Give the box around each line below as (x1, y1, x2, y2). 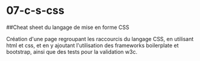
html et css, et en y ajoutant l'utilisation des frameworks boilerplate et (6, 42, 179, 49)
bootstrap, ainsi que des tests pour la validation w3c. (6, 48, 137, 55)
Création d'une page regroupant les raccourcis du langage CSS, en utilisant (6, 35, 194, 42)
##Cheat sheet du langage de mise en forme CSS (6, 24, 130, 31)
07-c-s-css (6, 4, 64, 18)
